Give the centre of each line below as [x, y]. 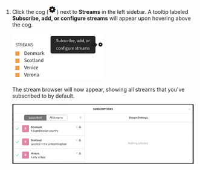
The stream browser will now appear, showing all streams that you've [98, 90]
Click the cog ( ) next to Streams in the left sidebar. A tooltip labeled [100, 12]
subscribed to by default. [43, 96]
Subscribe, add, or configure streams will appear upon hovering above [102, 18]
